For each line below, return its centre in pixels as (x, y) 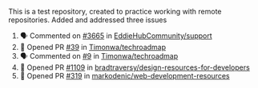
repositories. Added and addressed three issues (88, 20)
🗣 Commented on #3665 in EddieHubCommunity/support (116, 36)
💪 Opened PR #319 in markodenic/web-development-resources (125, 76)
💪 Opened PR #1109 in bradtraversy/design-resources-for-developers (135, 67)
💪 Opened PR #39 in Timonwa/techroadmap (93, 47)
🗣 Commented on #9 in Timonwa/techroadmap (99, 56)
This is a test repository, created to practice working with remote (115, 11)
